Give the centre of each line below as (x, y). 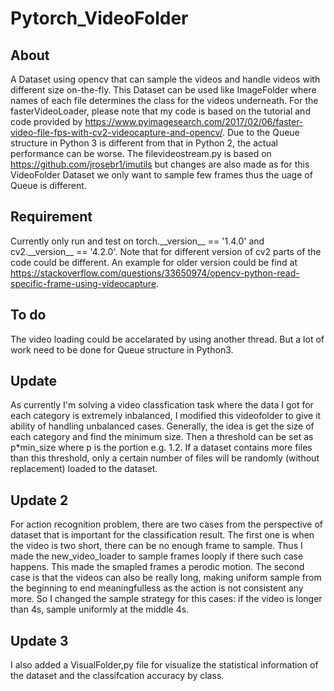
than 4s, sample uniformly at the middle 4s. (100, 609)
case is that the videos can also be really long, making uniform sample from (166, 578)
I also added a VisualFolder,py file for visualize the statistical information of (164, 665)
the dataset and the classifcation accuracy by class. (117, 676)
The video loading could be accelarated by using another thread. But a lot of (167, 339)
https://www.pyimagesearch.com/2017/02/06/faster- (194, 121)
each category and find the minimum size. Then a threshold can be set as (162, 437)
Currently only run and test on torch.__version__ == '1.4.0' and (137, 241)
